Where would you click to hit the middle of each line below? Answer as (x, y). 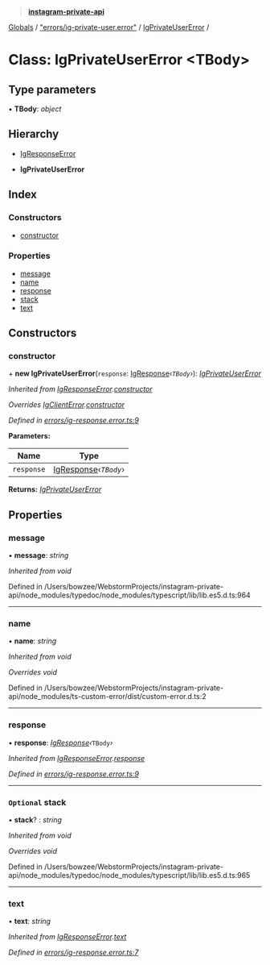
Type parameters (52, 89)
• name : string (33, 641)
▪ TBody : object (35, 109)
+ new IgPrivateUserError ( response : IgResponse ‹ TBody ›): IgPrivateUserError (135, 373)
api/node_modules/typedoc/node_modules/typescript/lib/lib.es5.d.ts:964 (129, 595)
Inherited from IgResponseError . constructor (80, 389)
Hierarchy (34, 134)
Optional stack (37, 802)
